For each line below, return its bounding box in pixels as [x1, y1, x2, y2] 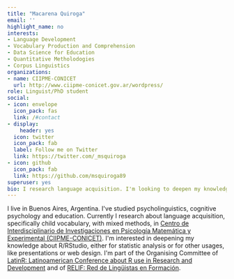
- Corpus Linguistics [7, 62, 70, 69]
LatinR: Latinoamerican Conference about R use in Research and [7, 256, 193, 265]
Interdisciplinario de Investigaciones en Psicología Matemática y [7, 227, 192, 235]
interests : [7, 29, 39, 37]
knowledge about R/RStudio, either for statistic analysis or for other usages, [7, 241, 225, 250]
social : [7, 95, 30, 102]
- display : [7, 120, 39, 128]
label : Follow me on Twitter [13, 146, 98, 153]
